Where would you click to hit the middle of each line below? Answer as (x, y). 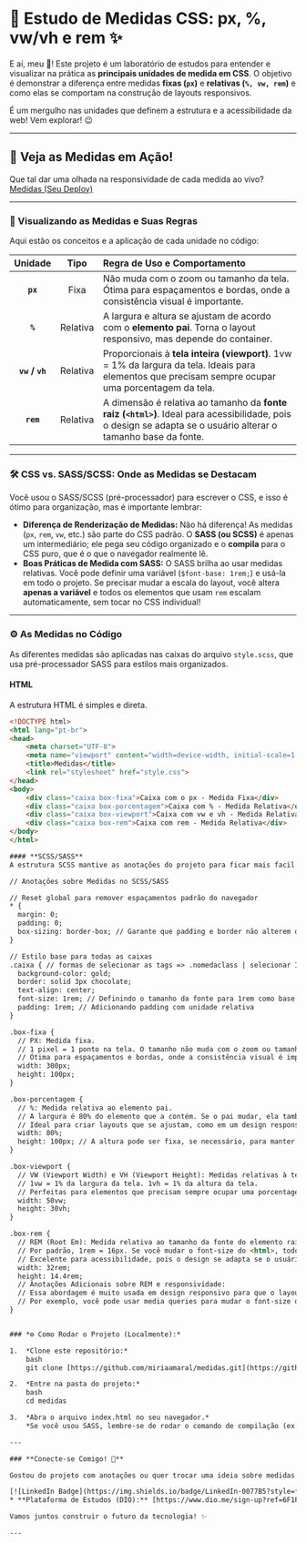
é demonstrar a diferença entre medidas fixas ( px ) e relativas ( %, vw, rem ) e (153, 83)
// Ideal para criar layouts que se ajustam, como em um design (142, 1125)
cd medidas (46, 1401)
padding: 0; (41, 923)
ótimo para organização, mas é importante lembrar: (106, 507)
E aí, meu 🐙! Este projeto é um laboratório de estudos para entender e (140, 64)
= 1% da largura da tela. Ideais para (179, 365)
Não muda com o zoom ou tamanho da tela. (196, 279)
